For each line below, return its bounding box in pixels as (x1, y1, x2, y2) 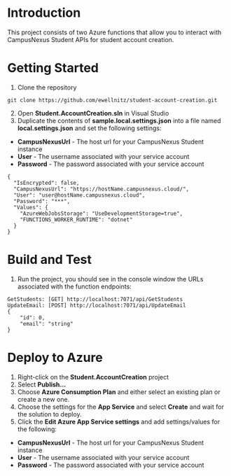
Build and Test (7, 252, 92, 267)
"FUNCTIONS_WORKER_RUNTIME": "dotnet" (20, 216, 133, 223)
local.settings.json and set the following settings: (17, 124, 162, 132)
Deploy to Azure (7, 350, 103, 365)
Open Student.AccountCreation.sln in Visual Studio (17, 108, 169, 117)
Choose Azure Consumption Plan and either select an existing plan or (17, 387, 220, 396)
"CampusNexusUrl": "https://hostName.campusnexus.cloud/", (13, 185, 190, 192)
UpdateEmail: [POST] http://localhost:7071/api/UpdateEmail (7, 302, 187, 309)
